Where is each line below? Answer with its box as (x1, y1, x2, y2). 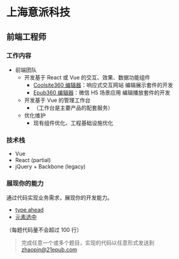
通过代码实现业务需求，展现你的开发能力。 (6, 194, 113, 201)
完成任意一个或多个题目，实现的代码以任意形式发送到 (21, 239, 155, 246)
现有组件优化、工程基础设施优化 (33, 119, 113, 126)
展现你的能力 (6, 180, 44, 188)
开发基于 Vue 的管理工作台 (24, 96, 91, 104)
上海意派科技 (6, 5, 71, 19)
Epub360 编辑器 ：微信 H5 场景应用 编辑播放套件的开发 (33, 89, 171, 96)
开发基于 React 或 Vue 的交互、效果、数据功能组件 (24, 73, 150, 81)
